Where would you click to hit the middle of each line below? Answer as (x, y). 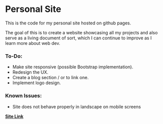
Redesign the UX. (30, 72)
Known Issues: (24, 96)
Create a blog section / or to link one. (50, 78)
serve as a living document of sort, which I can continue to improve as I (79, 38)
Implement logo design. (37, 83)
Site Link (14, 116)
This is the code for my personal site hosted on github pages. (68, 23)
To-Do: (14, 56)
